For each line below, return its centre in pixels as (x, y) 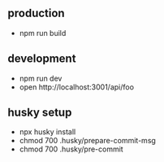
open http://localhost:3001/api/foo (77, 87)
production (37, 13)
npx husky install (47, 132)
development (42, 59)
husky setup (40, 113)
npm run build (43, 33)
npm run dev (41, 78)
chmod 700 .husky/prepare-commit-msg (87, 141)
